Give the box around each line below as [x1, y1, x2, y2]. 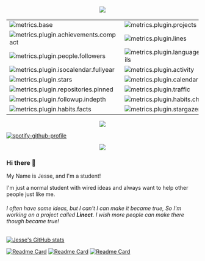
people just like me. [6, 190, 56, 198]
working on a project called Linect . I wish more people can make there [6, 211, 185, 218]
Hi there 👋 [6, 158, 37, 167]
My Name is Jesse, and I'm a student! [6, 172, 101, 179]
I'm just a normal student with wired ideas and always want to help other [6, 184, 189, 192]
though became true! [6, 217, 60, 224]
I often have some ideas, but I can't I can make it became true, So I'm [6, 204, 182, 212]
